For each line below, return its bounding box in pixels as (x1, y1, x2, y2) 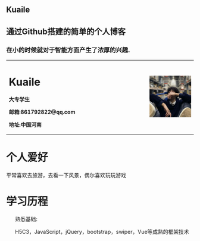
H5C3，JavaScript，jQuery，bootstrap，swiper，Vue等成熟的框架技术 (14, 229, 189, 236)
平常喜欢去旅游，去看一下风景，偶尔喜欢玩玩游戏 (6, 172, 126, 179)
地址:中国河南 (8, 121, 42, 128)
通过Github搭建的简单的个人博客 (6, 26, 126, 36)
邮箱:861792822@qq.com (8, 108, 76, 115)
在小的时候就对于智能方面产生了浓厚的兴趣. (6, 46, 130, 54)
